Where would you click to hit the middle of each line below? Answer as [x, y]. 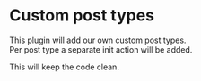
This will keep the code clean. [64, 67]
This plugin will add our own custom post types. [98, 40]
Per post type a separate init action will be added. [101, 49]
